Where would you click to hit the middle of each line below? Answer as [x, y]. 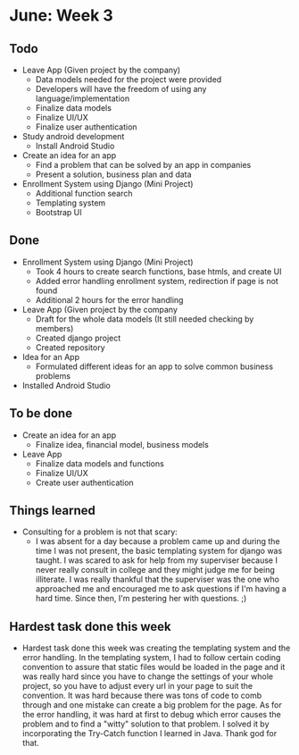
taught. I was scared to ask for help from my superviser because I [157, 560]
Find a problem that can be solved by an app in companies [143, 165]
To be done [41, 413]
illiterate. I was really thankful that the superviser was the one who [157, 579]
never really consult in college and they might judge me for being [155, 570]
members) [54, 328]
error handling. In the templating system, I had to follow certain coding [151, 658]
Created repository [70, 347]
